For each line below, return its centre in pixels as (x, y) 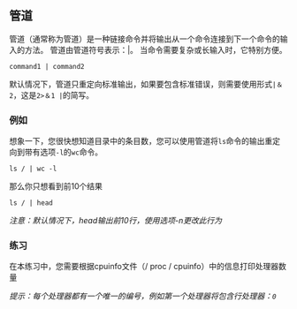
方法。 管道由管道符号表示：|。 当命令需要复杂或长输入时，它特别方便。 (156, 49)
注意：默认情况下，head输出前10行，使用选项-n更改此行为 (116, 221)
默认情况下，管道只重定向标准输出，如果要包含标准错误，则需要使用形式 (141, 84)
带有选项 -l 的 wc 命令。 (64, 152)
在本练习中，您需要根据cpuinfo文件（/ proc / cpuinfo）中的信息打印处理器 (144, 267)
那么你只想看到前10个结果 (56, 186)
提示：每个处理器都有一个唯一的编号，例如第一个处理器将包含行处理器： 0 (143, 296)
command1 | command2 (47, 66)
